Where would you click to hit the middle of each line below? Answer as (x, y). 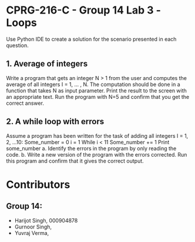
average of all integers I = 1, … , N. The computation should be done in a (93, 84)
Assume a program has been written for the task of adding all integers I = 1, (97, 135)
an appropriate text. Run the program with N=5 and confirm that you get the (98, 97)
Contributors (38, 185)
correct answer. (25, 103)
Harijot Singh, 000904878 (46, 220)
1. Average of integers (47, 64)
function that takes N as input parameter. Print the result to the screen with (96, 90)
